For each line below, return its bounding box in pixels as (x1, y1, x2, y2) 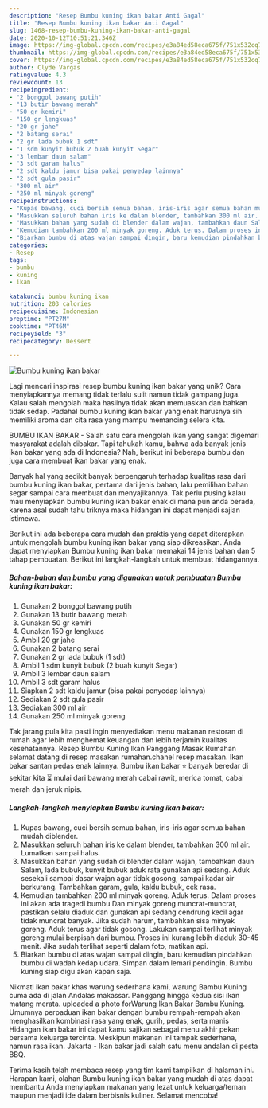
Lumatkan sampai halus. (20, 848, 101, 858)
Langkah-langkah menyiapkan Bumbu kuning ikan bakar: (9, 802, 205, 812)
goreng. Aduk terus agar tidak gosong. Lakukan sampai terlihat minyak (20, 925, 253, 934)
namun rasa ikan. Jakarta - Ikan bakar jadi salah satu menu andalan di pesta (9, 1041, 258, 1051)
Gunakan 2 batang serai (20, 644, 99, 653)
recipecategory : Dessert (9, 337, 91, 345)
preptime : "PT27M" (9, 315, 70, 323)
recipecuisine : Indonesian (9, 307, 99, 315)
